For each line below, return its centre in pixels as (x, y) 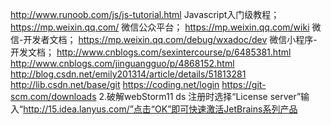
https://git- (244, 84)
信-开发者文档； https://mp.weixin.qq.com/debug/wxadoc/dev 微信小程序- (164, 39)
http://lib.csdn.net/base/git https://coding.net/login (115, 84)
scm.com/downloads (53, 96)
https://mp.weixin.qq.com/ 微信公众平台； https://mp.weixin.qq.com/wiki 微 (166, 27)
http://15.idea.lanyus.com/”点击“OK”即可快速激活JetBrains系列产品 (160, 109)
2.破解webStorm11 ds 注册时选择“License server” (200, 96)
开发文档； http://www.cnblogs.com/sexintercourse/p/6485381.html (151, 52)
